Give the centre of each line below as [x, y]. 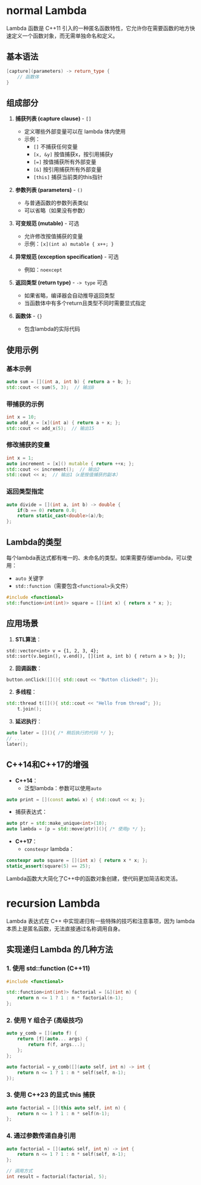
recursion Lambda [53, 903]
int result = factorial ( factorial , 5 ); [57, 1177]
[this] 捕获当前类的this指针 [68, 177]
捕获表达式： [31, 812]
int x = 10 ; [21, 417]
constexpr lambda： [49, 849]
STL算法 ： [28, 639]
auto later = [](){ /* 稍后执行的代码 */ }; [60, 733]
